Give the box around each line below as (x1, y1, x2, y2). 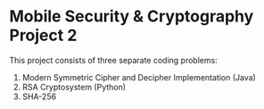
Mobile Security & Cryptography (9, 6, 254, 27)
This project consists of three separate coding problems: (9, 54, 219, 65)
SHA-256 (21, 91, 56, 102)
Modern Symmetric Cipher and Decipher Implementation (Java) (21, 71, 256, 82)
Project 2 (9, 25, 78, 46)
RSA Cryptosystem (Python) (21, 81, 127, 92)
